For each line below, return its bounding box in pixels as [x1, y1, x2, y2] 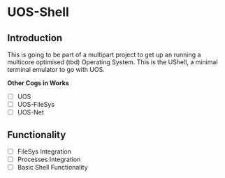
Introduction [7, 32, 63, 44]
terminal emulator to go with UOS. [7, 66, 105, 73]
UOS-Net [17, 108, 44, 117]
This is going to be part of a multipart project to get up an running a [7, 50, 201, 59]
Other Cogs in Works [7, 79, 70, 87]
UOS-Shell [7, 4, 70, 20]
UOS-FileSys [17, 101, 55, 109]
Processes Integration [17, 155, 81, 164]
